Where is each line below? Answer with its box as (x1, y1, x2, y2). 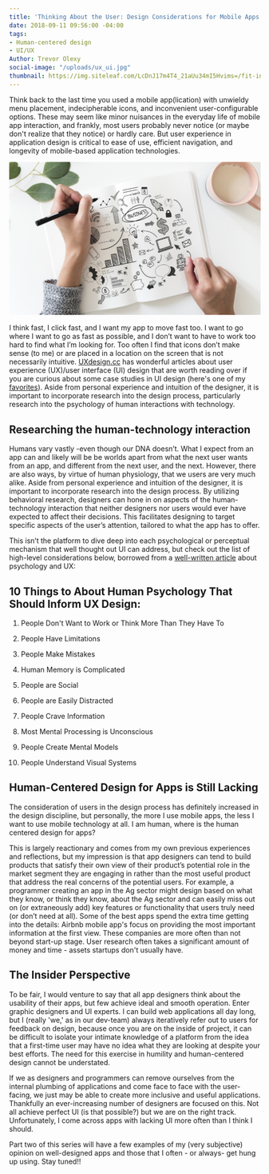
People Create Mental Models (20, 742, 119, 752)
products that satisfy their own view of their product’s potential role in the (9, 860, 251, 869)
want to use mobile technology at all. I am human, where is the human (9, 819, 239, 829)
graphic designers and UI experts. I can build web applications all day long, (9, 1006, 256, 1016)
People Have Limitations (20, 634, 101, 643)
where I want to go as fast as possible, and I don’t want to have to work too (9, 332, 256, 341)
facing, (9, 1090, 33, 1100)
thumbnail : (9, 72, 45, 80)
